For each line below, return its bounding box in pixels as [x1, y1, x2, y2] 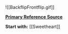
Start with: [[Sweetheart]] [5, 23, 60, 29]
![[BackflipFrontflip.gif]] [5, 4, 55, 10]
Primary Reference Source [5, 14, 63, 19]
